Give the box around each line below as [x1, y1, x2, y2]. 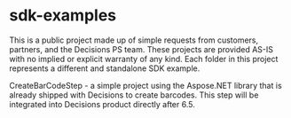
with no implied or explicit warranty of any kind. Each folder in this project [9, 53, 279, 64]
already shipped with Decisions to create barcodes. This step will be [9, 90, 259, 100]
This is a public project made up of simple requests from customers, [9, 35, 259, 45]
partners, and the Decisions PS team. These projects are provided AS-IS [9, 43, 273, 54]
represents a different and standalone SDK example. [9, 63, 201, 74]
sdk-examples [9, 5, 117, 26]
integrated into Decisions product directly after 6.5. [9, 98, 195, 109]
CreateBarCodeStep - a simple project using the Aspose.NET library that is [9, 80, 282, 90]
